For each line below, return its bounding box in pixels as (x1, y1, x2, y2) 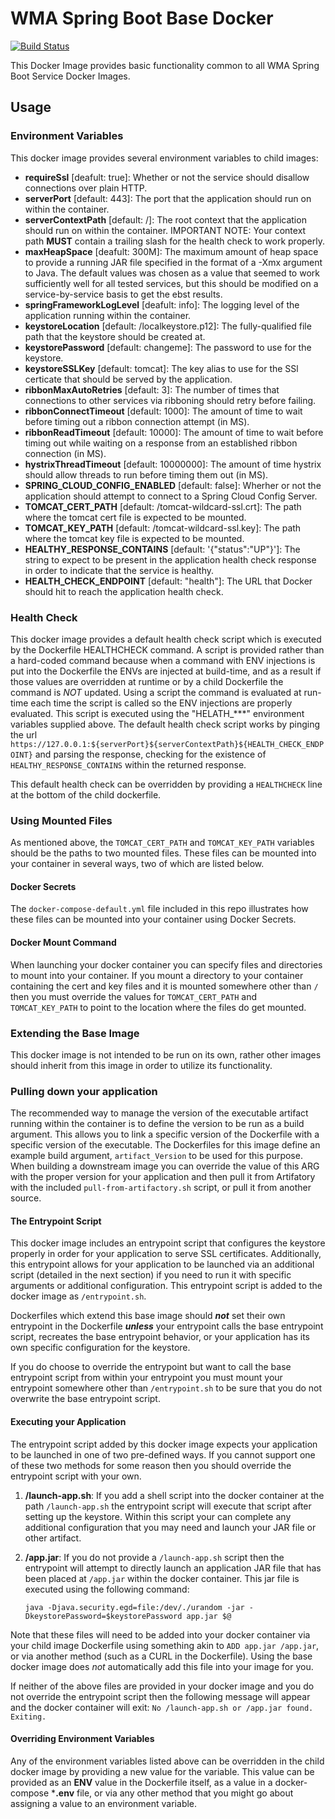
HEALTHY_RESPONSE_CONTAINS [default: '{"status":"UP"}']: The (24, 543, 301, 555)
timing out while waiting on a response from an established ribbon (24, 437, 298, 449)
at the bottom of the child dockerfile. (10, 788, 162, 801)
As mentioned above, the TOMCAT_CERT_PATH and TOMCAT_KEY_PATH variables (10, 837, 315, 849)
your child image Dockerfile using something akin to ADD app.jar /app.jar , (10, 1639, 320, 1651)
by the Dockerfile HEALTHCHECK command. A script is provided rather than (10, 643, 325, 656)
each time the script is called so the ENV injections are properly (30, 697, 293, 709)
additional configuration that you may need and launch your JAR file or (24, 1521, 317, 1533)
